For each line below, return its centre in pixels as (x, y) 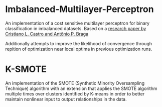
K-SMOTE (26, 69)
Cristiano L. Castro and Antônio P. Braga (47, 34)
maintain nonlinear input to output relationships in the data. (66, 99)
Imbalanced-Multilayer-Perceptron (79, 9)
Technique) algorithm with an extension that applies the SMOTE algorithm (81, 88)
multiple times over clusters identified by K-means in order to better (75, 93)
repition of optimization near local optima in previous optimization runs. (79, 49)
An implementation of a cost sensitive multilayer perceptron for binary (77, 23)
